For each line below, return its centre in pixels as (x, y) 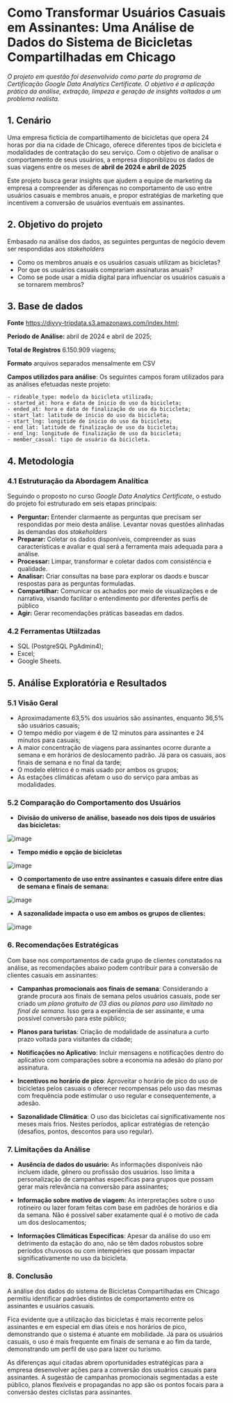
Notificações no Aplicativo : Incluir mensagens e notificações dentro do (120, 1052)
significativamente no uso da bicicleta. (72, 1257)
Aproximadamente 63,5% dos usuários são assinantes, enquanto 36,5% (121, 718)
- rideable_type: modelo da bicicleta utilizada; (81, 397)
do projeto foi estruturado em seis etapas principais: (82, 503)
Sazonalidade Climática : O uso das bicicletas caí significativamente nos (121, 1116)
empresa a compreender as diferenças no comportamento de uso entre (110, 188)
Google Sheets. (39, 661)
